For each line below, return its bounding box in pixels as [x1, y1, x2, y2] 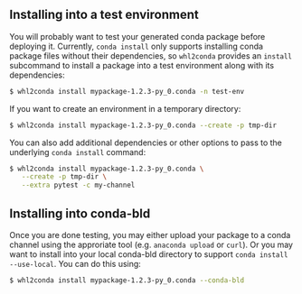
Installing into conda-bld [9, 206, 151, 221]
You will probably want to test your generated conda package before [9, 31, 266, 41]
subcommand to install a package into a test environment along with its [9, 60, 274, 70]
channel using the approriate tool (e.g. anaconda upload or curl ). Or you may [9, 239, 294, 250]
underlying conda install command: [9, 146, 146, 157]
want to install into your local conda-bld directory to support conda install [9, 249, 288, 260]
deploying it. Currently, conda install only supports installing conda [9, 41, 264, 51]
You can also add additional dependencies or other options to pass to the [9, 137, 283, 148]
